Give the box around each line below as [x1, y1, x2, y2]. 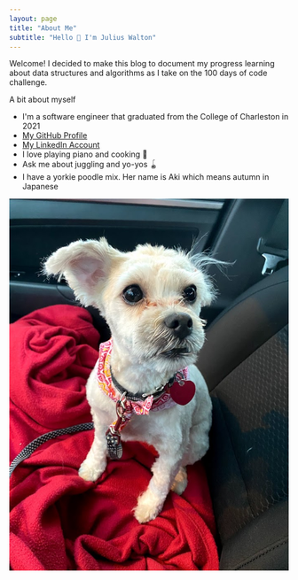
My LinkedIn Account [21, 140, 100, 151]
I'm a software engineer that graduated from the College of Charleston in [21, 112, 289, 122]
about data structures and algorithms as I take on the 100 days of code [9, 67, 268, 79]
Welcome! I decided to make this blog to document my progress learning [9, 58, 275, 69]
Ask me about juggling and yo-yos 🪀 [21, 159, 158, 170]
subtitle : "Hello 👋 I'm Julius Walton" [9, 33, 157, 42]
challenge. [9, 77, 48, 88]
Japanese [21, 182, 59, 192]
